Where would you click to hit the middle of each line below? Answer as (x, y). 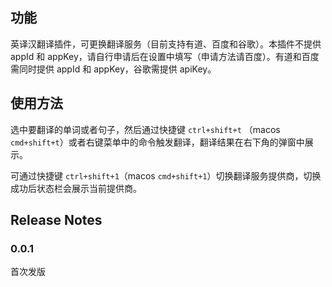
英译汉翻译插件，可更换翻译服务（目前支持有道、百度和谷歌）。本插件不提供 (166, 44)
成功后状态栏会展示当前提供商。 (76, 188)
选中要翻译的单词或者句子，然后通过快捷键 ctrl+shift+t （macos (145, 129)
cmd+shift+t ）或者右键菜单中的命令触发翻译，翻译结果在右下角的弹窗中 (157, 142)
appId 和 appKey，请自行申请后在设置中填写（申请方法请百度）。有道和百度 (165, 56)
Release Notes (56, 220)
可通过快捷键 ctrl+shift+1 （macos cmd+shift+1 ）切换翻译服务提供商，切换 (166, 175)
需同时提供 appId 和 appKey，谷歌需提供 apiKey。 (113, 69)
